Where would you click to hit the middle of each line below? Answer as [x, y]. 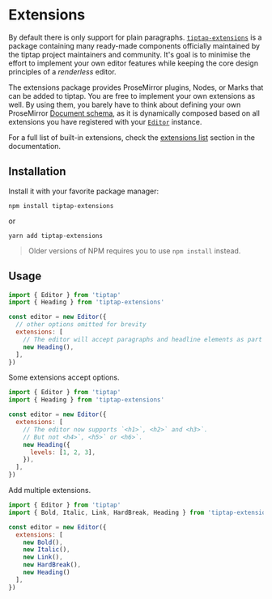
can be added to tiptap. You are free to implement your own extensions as [132, 96]
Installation [37, 172]
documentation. [35, 146]
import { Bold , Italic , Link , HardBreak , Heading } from [106, 512]
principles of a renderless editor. [62, 71]
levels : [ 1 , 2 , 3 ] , [62, 452]
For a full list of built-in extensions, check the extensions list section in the [132, 137]
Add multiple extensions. [50, 491]
